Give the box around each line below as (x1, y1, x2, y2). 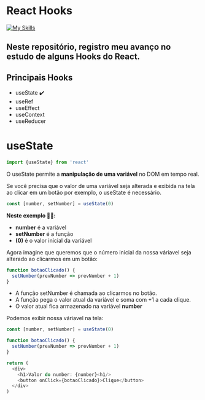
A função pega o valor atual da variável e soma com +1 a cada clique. (15, 296, 191, 304)
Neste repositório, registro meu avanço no (6, 42, 171, 52)
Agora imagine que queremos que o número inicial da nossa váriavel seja (6, 248, 191, 256)
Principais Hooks (6, 72, 73, 83)
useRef (15, 98, 34, 105)
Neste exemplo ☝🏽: (6, 211, 56, 219)
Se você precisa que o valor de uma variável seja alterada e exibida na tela (6, 182, 195, 189)
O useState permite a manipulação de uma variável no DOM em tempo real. (6, 170, 199, 178)
